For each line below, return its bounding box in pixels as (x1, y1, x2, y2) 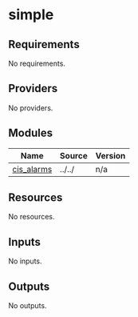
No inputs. (8, 256, 42, 266)
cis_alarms (12, 163, 53, 175)
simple (8, 6, 54, 24)
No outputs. (8, 301, 47, 311)
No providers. (8, 102, 53, 113)
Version (95, 150, 126, 161)
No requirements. (8, 58, 66, 68)
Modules (8, 126, 53, 140)
